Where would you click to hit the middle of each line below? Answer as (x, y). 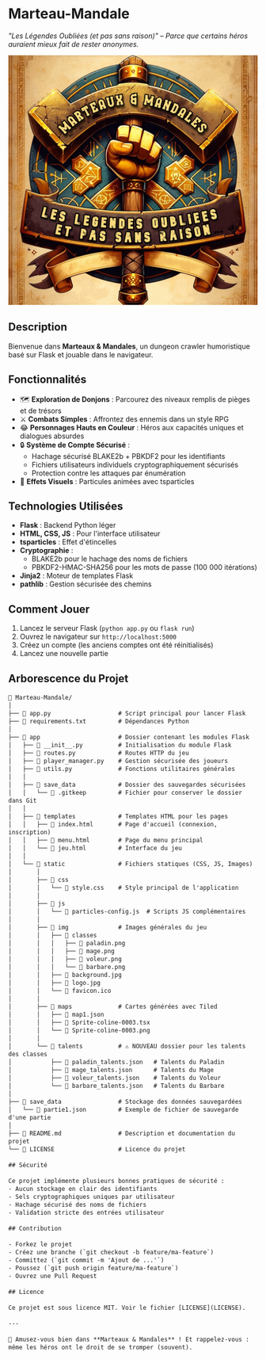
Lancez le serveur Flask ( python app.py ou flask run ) (107, 628)
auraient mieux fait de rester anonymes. (74, 44)
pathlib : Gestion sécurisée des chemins (85, 584)
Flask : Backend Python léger (68, 525)
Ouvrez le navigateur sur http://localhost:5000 (98, 637)
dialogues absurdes (52, 436)
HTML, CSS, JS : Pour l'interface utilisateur (90, 534)
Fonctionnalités (47, 380)
